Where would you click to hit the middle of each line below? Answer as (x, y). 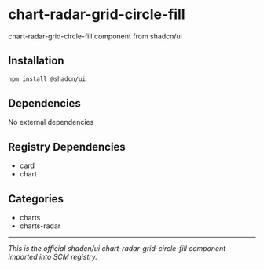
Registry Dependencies (67, 147)
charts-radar (40, 226)
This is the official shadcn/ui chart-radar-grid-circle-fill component (117, 249)
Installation (36, 61)
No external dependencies (51, 122)
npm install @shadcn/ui (47, 79)
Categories (36, 199)
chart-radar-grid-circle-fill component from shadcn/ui (95, 36)
